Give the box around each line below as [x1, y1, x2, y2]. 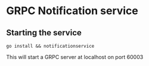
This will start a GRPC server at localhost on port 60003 [6, 54, 144, 60]
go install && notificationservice [6, 43, 95, 49]
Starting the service [6, 28, 82, 38]
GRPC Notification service [6, 4, 139, 18]
